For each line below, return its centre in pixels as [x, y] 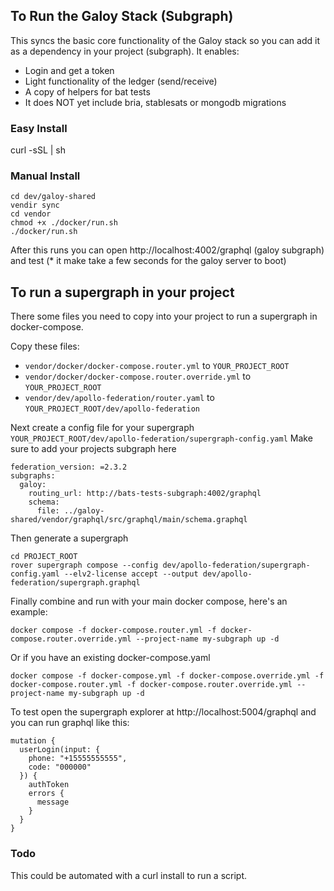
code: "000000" [60, 767]
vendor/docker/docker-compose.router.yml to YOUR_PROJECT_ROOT [157, 366]
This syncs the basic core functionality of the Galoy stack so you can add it [165, 40]
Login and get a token [69, 70]
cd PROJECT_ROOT [44, 557]
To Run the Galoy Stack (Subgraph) [122, 16]
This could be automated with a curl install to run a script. [129, 875]
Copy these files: [45, 346]
